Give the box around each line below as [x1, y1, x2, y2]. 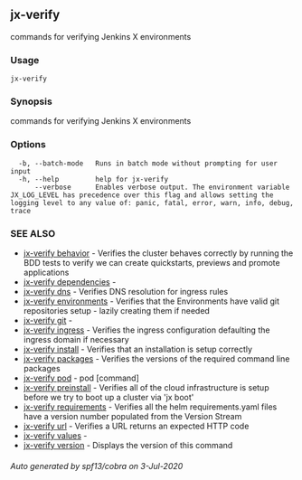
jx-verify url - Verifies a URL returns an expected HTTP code [23, 420, 250, 431]
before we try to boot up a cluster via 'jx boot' [23, 392, 194, 402]
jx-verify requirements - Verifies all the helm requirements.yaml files [23, 401, 278, 412]
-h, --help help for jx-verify [18, 174, 169, 184]
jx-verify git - [23, 315, 73, 325]
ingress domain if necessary [23, 334, 129, 344]
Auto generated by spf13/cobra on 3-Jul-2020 [10, 460, 184, 471]
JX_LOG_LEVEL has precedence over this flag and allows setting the [10, 190, 274, 200]
